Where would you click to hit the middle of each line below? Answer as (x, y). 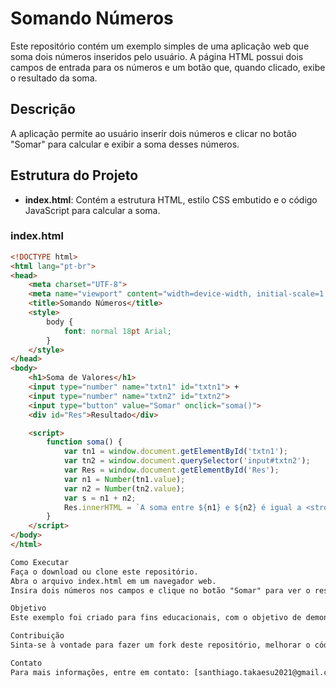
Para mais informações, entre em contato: (100, 672)
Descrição (43, 109)
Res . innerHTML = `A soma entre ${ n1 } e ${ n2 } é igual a (182, 507)
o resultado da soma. (54, 78)
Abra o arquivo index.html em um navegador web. (113, 581)
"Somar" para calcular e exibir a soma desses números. (125, 144)
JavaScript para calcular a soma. (92, 210)
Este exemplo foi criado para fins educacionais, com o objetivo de (156, 618)
